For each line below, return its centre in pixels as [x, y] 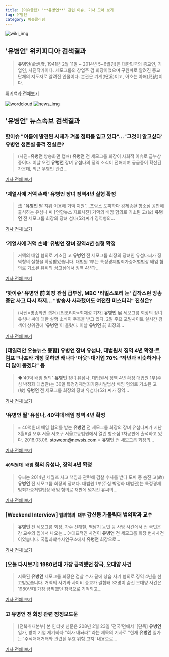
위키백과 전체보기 [22, 93]
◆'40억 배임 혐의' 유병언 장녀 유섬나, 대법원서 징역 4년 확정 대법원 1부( [87, 378]
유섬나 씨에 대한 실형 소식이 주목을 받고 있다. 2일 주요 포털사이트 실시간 [88, 319]
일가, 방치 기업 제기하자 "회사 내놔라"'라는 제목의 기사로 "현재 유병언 [84, 632]
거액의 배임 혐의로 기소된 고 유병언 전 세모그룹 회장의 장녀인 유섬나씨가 [87, 255]
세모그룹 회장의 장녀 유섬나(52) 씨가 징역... [87, 390]
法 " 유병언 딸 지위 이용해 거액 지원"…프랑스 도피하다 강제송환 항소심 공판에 [91, 206]
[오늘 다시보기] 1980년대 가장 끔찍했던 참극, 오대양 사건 [68, 564]
